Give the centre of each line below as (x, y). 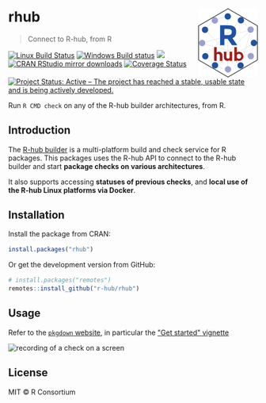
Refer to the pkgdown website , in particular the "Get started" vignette (119, 332)
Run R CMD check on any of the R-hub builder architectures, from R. (117, 105)
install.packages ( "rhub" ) (51, 250)
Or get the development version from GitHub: (82, 265)
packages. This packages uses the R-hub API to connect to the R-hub (122, 158)
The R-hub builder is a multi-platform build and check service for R (118, 149)
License (28, 373)
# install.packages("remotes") (60, 280)
